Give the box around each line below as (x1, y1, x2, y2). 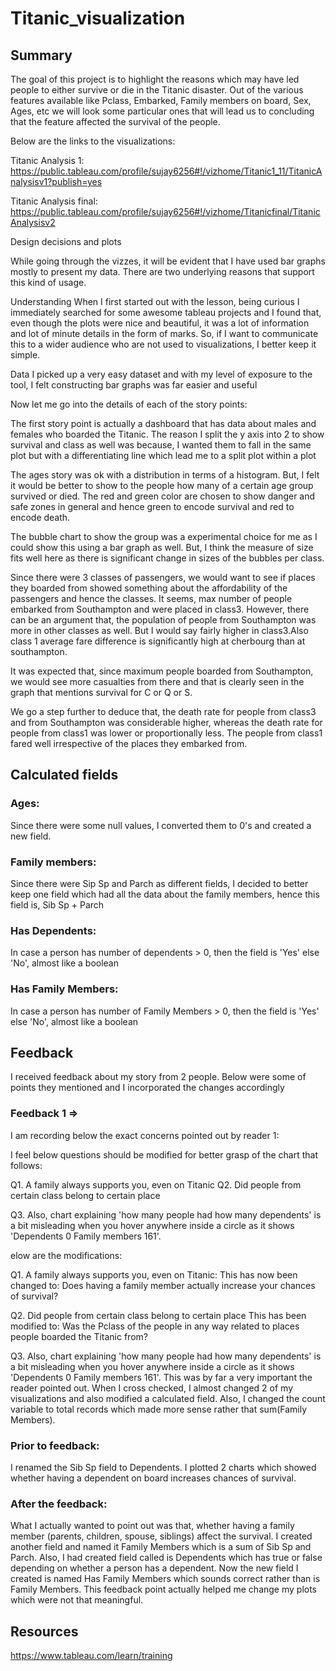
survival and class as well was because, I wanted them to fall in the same (10, 439, 312, 451)
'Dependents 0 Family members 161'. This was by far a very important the (10, 1371, 313, 1383)
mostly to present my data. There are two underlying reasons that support (10, 266, 315, 277)
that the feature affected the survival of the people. (10, 116, 221, 127)
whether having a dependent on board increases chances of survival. (10, 1472, 297, 1484)
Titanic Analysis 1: (10, 155, 85, 166)
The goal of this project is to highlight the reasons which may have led (10, 73, 300, 85)
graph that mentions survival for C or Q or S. (10, 687, 193, 698)
